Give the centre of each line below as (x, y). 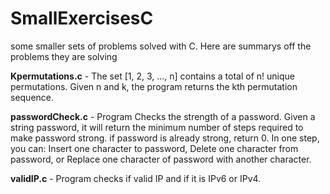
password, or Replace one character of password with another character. (161, 159)
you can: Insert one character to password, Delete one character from (154, 148)
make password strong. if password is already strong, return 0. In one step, (165, 138)
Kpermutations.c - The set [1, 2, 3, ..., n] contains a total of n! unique (152, 76)
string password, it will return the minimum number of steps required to (157, 127)
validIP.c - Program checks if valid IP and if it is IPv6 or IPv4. (136, 178)
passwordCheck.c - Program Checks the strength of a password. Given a (163, 116)
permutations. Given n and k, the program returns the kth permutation (154, 86)
